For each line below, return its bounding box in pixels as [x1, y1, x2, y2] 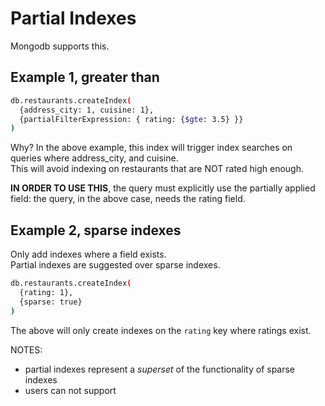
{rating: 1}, [19, 287, 74, 297]
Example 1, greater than [10, 69, 160, 86]
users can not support [24, 384, 117, 396]
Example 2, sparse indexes [10, 222, 182, 239]
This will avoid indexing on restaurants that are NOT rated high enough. [10, 163, 304, 175]
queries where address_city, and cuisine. [10, 152, 179, 164]
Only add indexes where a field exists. [10, 248, 167, 261]
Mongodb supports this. [10, 40, 110, 52]
